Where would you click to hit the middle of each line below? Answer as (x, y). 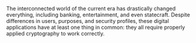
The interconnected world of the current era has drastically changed (91, 9)
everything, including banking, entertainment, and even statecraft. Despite (98, 15)
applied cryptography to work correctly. (56, 34)
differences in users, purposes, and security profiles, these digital (88, 21)
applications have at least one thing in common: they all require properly (96, 27)
